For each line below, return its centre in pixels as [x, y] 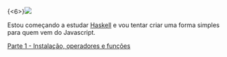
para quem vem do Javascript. [52, 32]
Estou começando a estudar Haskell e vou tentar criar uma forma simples [113, 25]
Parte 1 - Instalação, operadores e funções [69, 46]
